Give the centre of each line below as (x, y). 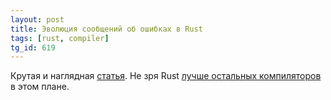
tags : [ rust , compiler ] (60, 38)
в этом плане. (40, 87)
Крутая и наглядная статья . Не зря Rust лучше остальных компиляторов (166, 76)
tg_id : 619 (33, 47)
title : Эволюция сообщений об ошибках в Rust (106, 29)
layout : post (37, 19)
